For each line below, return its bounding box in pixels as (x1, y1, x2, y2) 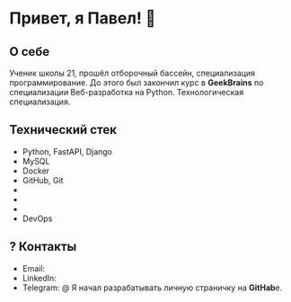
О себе (9, 44, 50, 59)
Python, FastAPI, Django (22, 146, 112, 156)
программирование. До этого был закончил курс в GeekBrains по (9, 77, 264, 88)
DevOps (22, 213, 53, 224)
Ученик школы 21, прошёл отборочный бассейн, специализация (9, 67, 256, 78)
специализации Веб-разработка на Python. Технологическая (9, 87, 244, 97)
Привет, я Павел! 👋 (9, 8, 156, 29)
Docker (22, 165, 50, 176)
